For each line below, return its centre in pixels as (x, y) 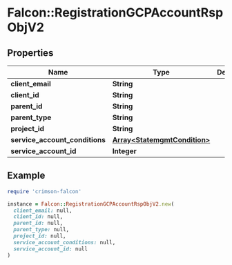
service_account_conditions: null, (65, 242)
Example (26, 176)
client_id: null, (38, 217)
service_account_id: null (51, 249)
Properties (30, 53)
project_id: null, (40, 236)
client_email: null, (43, 210)
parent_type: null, (41, 230)
